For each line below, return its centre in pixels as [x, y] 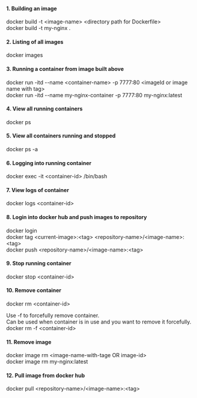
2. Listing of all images [35, 41]
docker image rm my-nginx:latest [47, 362]
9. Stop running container [39, 264]
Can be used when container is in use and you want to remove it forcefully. [99, 322]
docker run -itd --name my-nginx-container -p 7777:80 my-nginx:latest [94, 95]
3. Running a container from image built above [65, 69]
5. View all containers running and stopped [61, 136]
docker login [22, 231]
